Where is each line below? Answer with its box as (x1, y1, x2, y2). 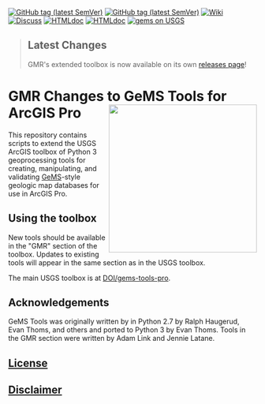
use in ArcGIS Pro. (8, 189, 68, 198)
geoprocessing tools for (8, 155, 86, 165)
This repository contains (8, 130, 88, 140)
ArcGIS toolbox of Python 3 (8, 147, 97, 156)
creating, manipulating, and (8, 163, 97, 173)
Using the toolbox (8, 211, 97, 225)
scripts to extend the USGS (8, 138, 97, 148)
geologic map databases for (8, 180, 100, 189)
